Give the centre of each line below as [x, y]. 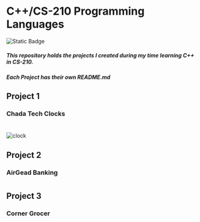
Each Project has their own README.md [58, 77]
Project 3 [24, 196]
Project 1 [23, 96]
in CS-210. [20, 62]
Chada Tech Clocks [36, 114]
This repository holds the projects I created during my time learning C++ [100, 55]
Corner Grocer [28, 213]
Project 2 [24, 155]
